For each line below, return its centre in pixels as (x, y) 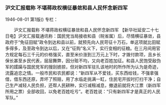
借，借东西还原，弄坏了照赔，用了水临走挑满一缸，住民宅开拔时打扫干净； (81, 79)
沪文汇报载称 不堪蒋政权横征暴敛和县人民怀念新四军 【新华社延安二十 (84, 30)
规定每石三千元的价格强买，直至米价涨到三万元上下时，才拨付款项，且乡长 (85, 55)
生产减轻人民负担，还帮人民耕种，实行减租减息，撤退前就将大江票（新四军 (85, 85)
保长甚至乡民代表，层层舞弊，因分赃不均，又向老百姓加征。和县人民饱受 (79, 61)
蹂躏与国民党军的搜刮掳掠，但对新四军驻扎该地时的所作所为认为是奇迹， (87, 67)
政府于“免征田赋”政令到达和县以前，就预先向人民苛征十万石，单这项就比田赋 (83, 42)
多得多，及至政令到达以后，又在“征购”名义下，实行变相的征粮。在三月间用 (81, 48)
